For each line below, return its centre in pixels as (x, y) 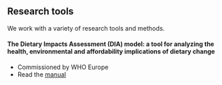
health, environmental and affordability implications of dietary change (111, 52)
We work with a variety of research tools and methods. (86, 28)
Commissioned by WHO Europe (63, 67)
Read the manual (42, 75)
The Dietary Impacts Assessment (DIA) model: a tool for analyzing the (111, 44)
